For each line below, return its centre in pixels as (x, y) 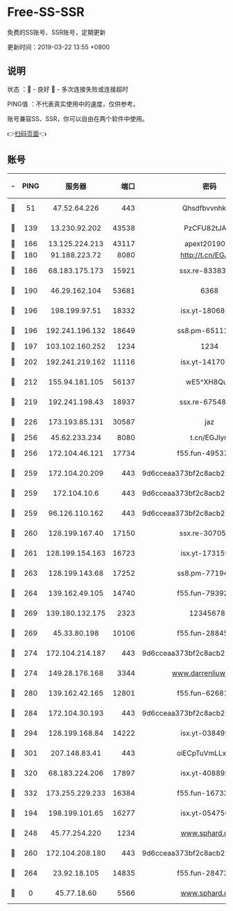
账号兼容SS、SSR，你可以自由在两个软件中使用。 (78, 118)
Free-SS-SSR (46, 12)
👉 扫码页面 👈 (27, 134)
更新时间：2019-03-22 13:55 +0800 (58, 47)
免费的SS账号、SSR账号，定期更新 (57, 32)
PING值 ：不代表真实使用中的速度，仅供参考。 (73, 104)
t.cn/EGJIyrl (209, 437)
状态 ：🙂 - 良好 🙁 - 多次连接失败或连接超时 (68, 89)
